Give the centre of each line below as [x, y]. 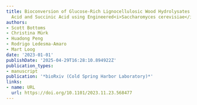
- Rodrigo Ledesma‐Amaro [36, 44]
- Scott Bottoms [26, 28]
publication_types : [30, 66]
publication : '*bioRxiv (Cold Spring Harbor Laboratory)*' [80, 76]
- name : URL [21, 87]
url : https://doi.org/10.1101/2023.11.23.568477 [72, 93]
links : [14, 82]
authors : [17, 22]
